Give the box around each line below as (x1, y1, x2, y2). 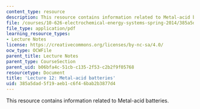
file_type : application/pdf (6, 25, 76, 32)
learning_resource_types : (6, 31, 70, 37)
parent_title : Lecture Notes (6, 53, 79, 59)
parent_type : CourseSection (6, 58, 76, 64)
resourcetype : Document (6, 70, 65, 76)
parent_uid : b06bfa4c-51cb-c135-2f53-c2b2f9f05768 (6, 64, 135, 70)
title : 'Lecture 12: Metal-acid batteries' (6, 75, 116, 81)
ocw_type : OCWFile (6, 48, 52, 54)
